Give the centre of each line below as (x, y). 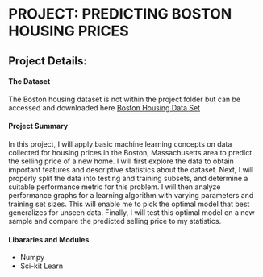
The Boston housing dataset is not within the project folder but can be (124, 99)
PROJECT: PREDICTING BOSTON (120, 14)
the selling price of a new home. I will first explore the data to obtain (121, 161)
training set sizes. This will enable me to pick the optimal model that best (129, 204)
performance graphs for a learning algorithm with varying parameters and (131, 195)
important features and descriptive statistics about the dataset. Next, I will (131, 169)
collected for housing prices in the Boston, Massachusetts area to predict (130, 152)
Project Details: (48, 61)
